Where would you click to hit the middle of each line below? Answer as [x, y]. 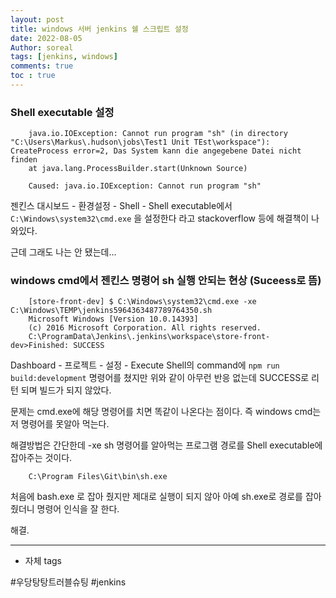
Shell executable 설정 [62, 112]
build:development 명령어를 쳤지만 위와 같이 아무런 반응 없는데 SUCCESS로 [160, 378]
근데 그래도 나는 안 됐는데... [63, 252]
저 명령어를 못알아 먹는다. [60, 424]
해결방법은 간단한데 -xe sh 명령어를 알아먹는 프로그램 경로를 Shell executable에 [166, 445]
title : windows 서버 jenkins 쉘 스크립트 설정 [99, 29]
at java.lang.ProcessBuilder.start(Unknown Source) [138, 169]
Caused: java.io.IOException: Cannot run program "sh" [145, 186]
